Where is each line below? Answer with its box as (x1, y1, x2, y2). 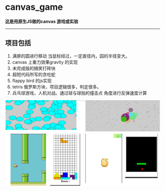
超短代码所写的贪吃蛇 (12, 71, 55, 77)
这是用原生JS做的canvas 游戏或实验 (5, 18, 79, 24)
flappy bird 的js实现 (12, 77, 52, 83)
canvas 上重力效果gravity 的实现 (12, 59, 78, 65)
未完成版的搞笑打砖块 (12, 65, 55, 71)
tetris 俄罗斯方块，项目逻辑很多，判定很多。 (12, 83, 102, 90)
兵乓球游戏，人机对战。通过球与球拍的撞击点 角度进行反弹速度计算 (12, 90, 147, 96)
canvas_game (5, 1, 63, 13)
